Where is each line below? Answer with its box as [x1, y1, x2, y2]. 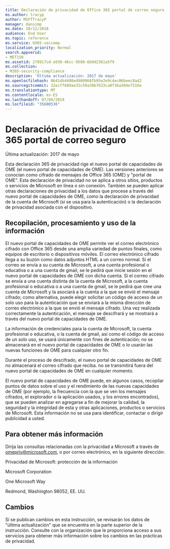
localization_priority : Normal [5, 45, 72, 50]
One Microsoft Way [5, 478, 46, 485]
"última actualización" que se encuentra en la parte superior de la [5, 522, 143, 528]
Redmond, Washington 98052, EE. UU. [5, 488, 86, 494]
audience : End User [5, 31, 47, 36]
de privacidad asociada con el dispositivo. [5, 204, 93, 211]
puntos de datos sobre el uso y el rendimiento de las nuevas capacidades [5, 383, 159, 389]
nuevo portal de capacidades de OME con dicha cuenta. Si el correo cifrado [5, 272, 164, 279]
